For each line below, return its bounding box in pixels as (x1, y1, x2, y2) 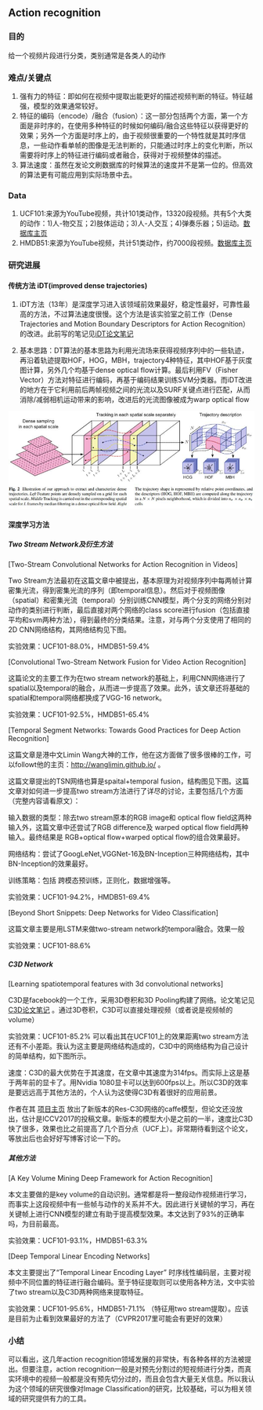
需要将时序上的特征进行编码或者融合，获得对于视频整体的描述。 (19, 150, 225, 159)
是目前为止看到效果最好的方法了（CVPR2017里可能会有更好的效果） (8, 1314, 227, 1324)
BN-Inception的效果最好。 (8, 859, 92, 868)
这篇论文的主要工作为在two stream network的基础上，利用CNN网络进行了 (8, 674, 247, 683)
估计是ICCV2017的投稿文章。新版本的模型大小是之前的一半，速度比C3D (21, 1114, 253, 1123)
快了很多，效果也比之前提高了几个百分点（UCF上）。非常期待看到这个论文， (8, 1124, 252, 1134)
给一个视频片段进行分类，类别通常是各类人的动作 (8, 50, 166, 60)
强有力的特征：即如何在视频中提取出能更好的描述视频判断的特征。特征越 (19, 91, 253, 100)
